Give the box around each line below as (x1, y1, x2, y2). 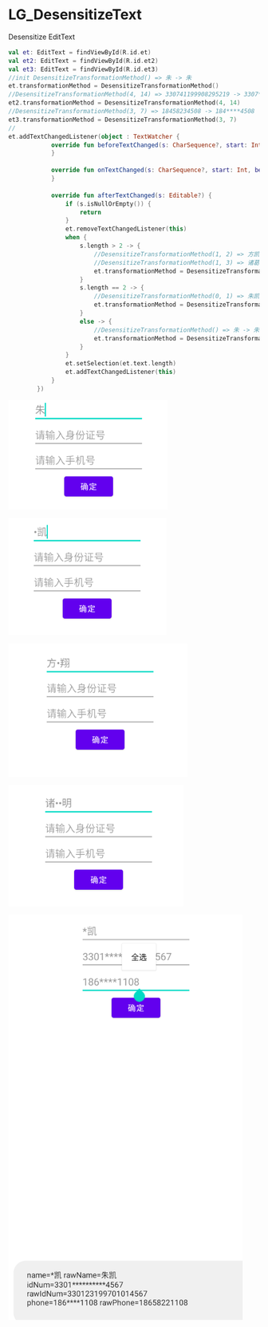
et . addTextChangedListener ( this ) (65, 368, 177, 376)
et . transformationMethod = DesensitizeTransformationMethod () (8, 82, 219, 90)
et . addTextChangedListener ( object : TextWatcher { (8, 132, 180, 140)
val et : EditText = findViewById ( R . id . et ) (8, 48, 152, 57)
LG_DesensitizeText (8, 6, 142, 24)
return (79, 208, 102, 216)
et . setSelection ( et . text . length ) (65, 360, 177, 368)
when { (65, 234, 88, 242)
